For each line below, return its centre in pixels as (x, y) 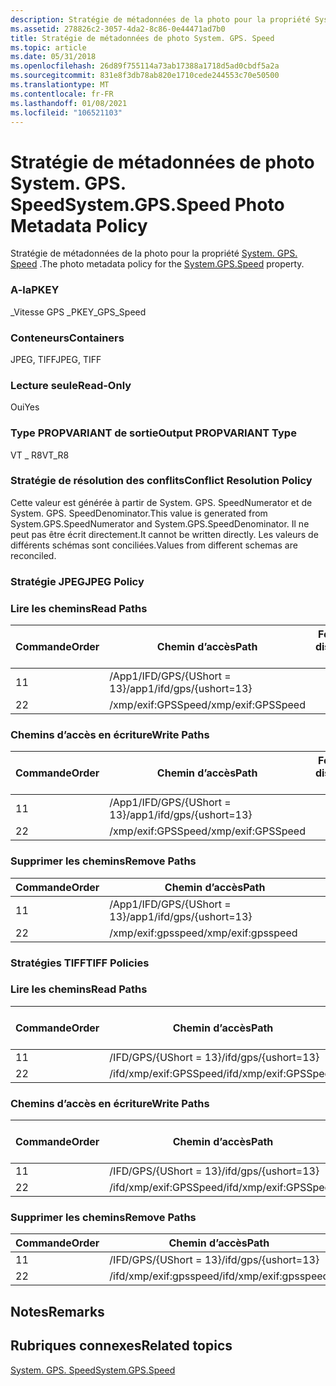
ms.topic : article (48, 47)
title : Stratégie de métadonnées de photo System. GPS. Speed (142, 38)
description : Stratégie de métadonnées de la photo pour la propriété (160, 19)
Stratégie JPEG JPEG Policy (77, 581)
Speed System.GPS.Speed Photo (147, 204)
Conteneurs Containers (67, 338)
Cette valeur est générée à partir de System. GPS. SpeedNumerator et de (161, 502)
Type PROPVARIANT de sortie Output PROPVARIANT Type (153, 433)
